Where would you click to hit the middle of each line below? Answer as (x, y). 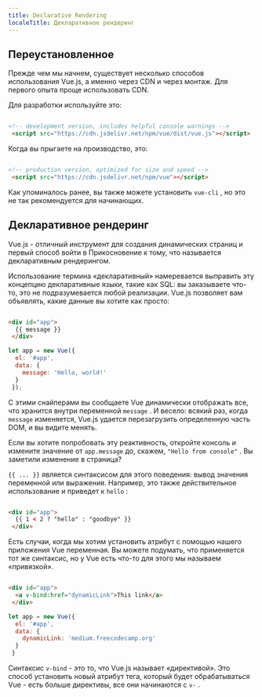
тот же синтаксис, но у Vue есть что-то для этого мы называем (115, 558)
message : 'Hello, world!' (65, 372)
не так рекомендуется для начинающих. (76, 200)
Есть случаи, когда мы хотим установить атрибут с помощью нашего (125, 542)
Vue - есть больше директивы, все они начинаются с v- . (104, 684)
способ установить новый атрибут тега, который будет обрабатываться (129, 676)
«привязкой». (31, 567)
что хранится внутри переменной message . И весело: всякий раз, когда (128, 410)
